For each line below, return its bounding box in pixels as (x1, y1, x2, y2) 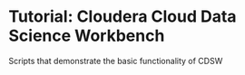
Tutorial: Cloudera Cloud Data (8, 6, 237, 27)
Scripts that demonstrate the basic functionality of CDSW (8, 55, 223, 66)
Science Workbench (8, 25, 165, 46)
